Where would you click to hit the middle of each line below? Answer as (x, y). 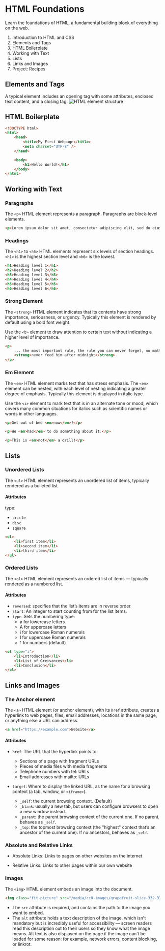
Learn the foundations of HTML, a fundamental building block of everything (82, 23)
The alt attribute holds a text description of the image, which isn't (79, 918)
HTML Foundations (45, 9)
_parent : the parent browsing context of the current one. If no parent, (89, 817)
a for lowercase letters (42, 622)
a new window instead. (43, 812)
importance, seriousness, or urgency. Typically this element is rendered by (81, 317)
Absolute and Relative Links (39, 845)
